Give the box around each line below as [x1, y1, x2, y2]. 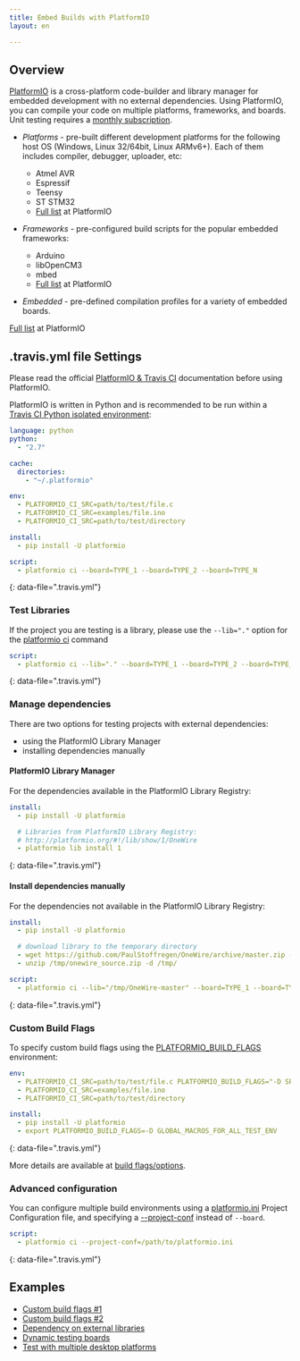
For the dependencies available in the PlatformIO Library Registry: [9, 785, 252, 796]
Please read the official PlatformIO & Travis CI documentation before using [9, 373, 283, 384]
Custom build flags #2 [21, 1313, 104, 1323]
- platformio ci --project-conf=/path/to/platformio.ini [17, 1238, 234, 1247]
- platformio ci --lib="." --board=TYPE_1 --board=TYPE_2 [17, 659, 238, 669]
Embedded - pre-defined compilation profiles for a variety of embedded [21, 296, 287, 307]
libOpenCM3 [35, 260, 83, 271]
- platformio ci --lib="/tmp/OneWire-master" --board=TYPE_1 [17, 983, 250, 993]
